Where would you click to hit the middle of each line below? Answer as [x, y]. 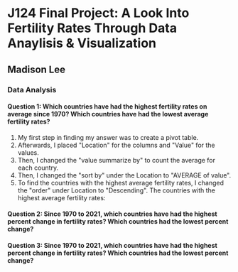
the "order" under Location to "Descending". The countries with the [116, 190]
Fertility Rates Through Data [92, 28]
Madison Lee [37, 69]
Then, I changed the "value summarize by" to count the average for [116, 160]
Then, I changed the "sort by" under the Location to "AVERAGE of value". [124, 175]
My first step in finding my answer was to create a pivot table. [108, 137]
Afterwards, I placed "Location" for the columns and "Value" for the [116, 145]
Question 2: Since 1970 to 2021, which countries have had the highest [113, 214]
